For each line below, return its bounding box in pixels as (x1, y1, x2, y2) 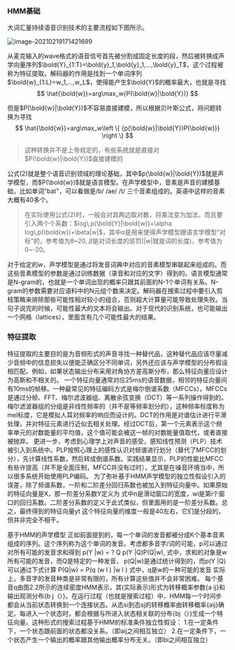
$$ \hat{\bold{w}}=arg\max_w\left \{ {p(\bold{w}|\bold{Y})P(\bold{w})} (15, 124, 220, 132)
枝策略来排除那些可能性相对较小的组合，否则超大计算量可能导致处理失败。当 (7, 295, 228, 304)
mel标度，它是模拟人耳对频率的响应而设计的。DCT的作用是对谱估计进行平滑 (7, 411, 227, 419)
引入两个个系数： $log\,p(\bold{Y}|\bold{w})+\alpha (24, 219, 173, 228)
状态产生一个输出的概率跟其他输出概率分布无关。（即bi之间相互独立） (13, 635, 212, 644)
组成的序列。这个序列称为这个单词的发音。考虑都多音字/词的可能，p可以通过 (7, 539, 228, 547)
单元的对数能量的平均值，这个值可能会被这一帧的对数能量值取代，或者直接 (13, 428, 228, 437)
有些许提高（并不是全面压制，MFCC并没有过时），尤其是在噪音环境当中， (7, 463, 219, 472)
